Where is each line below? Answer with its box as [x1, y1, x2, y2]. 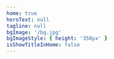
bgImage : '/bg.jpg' [6, 28, 62, 36]
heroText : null [6, 16, 50, 23]
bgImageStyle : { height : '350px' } [6, 35, 108, 42]
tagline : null [6, 22, 47, 29]
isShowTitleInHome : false [6, 41, 80, 48]
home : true [6, 9, 38, 17]
